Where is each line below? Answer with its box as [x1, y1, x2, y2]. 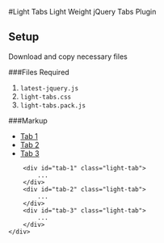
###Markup [8, 115, 48, 125]
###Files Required [8, 67, 70, 77]
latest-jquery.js [19, 84, 79, 92]
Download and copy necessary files [8, 52, 128, 61]
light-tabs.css [19, 93, 72, 101]
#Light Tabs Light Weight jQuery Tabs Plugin [8, 7, 157, 16]
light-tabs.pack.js [19, 101, 86, 110]
